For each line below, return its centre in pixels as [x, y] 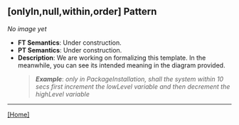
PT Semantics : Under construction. [70, 50]
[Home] [18, 114]
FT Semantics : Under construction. [70, 43]
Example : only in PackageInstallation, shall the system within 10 [129, 79]
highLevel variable [63, 94]
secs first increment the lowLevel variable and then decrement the [133, 86]
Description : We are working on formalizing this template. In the [112, 58]
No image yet [27, 28]
